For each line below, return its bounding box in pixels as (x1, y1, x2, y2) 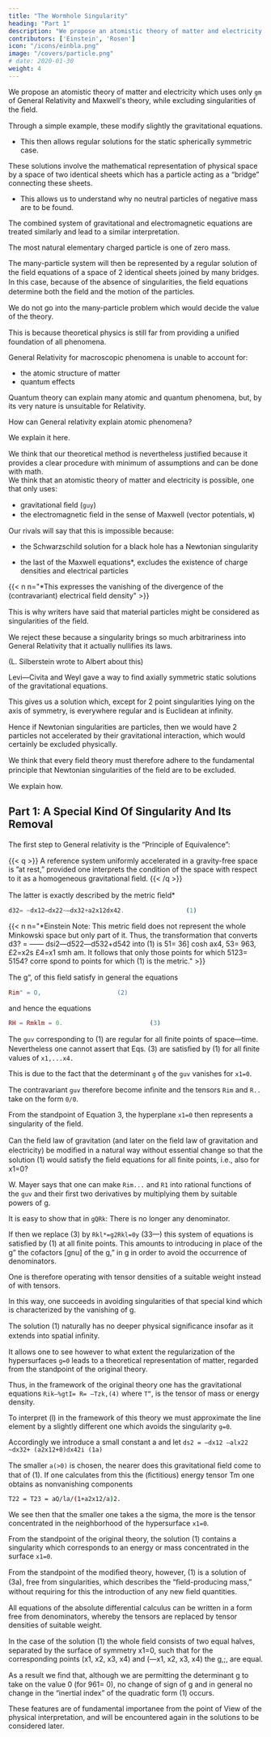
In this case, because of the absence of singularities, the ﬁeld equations (8, 277, 248, 286)
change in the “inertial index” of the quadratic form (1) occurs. (8, 1688, 214, 1698)
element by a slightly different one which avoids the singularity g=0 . (8, 1422, 232, 1431)
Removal (8, 817, 53, 831)
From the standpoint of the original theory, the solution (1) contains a (8, 1534, 237, 1544)
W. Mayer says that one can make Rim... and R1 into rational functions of (8, 1180, 252, 1190)
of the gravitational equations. (8, 680, 108, 690)
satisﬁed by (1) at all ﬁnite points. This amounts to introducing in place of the (8, 1238, 263, 1249)
